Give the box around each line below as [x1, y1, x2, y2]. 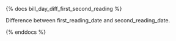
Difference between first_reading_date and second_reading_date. [5, 17, 170, 24]
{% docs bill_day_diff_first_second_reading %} [5, 5, 122, 12]
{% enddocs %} [5, 28, 46, 36]
